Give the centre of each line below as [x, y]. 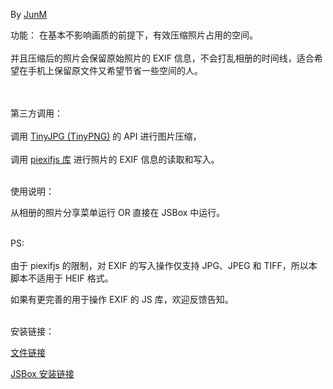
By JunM [29, 14]
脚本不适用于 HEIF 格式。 [62, 278]
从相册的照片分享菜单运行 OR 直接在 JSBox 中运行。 [118, 212]
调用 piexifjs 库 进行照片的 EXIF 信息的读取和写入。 [115, 159]
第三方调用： [36, 113]
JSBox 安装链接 [42, 373]
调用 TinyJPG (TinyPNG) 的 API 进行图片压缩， [106, 136]
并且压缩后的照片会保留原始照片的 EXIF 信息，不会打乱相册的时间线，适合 [162, 58]
